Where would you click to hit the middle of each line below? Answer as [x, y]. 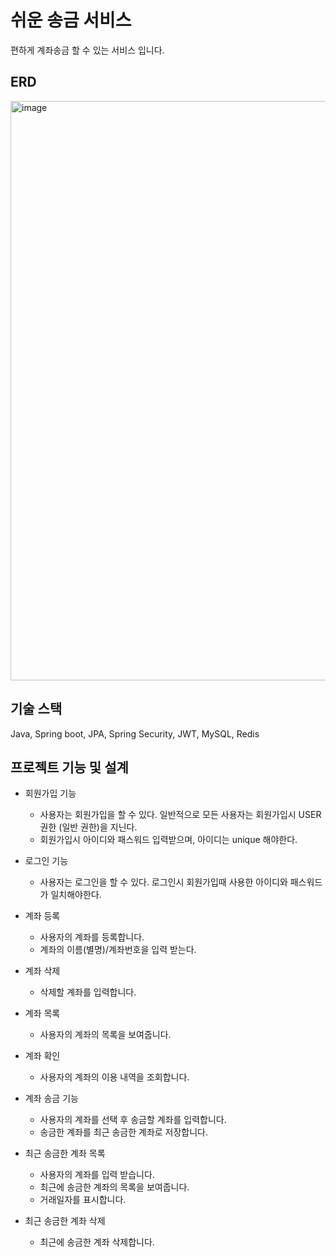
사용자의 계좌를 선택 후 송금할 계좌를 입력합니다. [133, 1120]
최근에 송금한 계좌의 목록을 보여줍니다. [114, 1187]
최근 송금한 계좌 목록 [65, 1153]
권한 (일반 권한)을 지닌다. [88, 827]
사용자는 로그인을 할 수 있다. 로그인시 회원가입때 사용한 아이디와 [163, 882]
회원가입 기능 [50, 793]
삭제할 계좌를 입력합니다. [88, 992]
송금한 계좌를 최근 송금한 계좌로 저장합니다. [124, 1132]
